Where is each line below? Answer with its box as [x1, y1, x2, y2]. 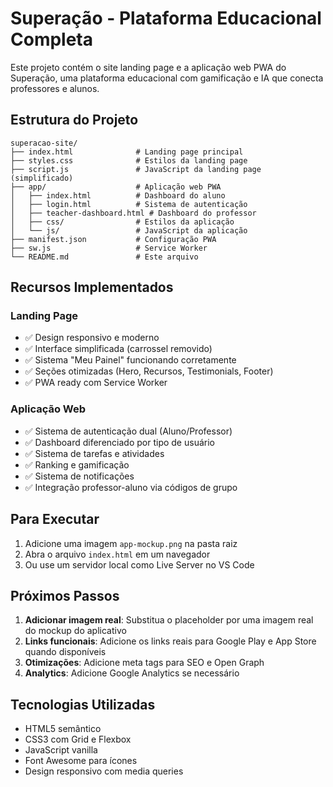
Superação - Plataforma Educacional [10, 7, 322, 30]
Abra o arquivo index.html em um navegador [24, 548, 211, 560]
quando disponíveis [24, 646, 107, 658]
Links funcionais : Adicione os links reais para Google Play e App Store [24, 635, 317, 647]
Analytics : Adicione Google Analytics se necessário [24, 667, 240, 679]
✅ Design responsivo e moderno [24, 332, 160, 344]
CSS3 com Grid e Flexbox [24, 733, 132, 746]
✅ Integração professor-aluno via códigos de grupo [24, 481, 238, 493]
